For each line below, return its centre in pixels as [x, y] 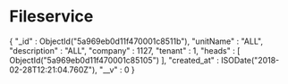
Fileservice [51, 17]
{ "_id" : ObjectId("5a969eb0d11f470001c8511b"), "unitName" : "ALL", [136, 41]
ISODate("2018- [250, 60]
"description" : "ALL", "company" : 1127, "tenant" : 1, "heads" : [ [125, 50]
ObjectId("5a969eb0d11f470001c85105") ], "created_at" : [114, 60]
